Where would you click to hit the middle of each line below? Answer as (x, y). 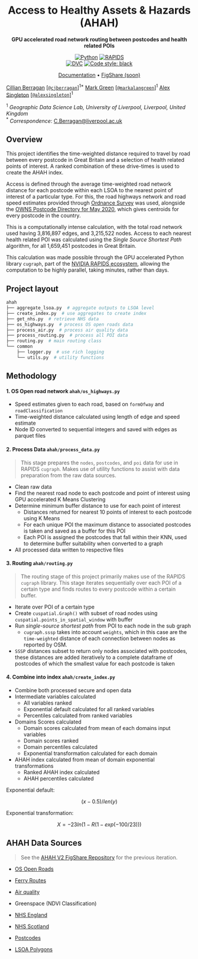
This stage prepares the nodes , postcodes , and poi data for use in (99, 463)
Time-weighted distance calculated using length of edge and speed (97, 417)
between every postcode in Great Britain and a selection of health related (95, 160)
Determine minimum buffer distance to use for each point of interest (98, 505)
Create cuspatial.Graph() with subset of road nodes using (86, 613)
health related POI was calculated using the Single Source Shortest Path (94, 240)
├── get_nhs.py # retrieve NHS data (53, 319)
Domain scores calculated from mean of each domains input (97, 728)
